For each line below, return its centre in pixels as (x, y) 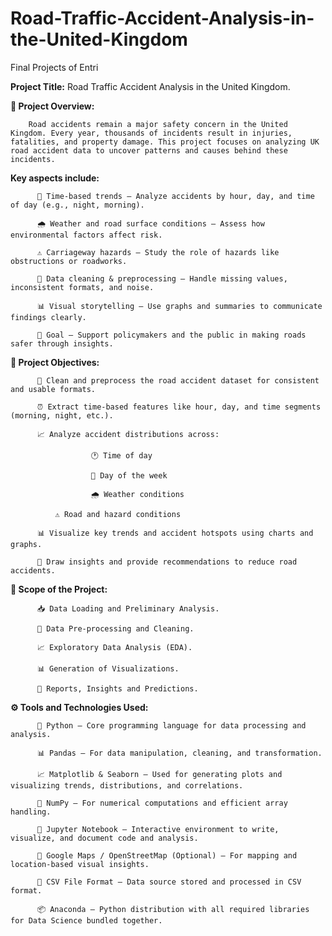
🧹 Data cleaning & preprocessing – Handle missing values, (162, 278)
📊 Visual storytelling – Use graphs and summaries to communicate (179, 306)
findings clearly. (48, 317)
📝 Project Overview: (52, 106)
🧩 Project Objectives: (55, 362)
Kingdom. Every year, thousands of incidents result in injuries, (151, 133)
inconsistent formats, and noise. (82, 287)
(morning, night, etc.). (62, 415)
